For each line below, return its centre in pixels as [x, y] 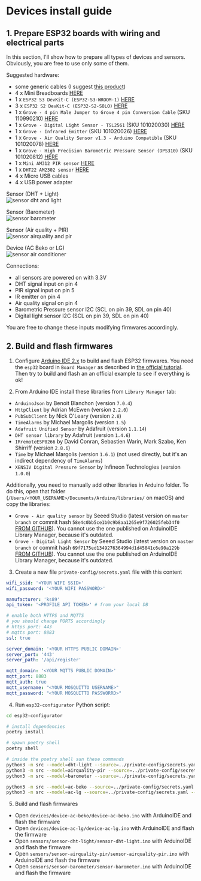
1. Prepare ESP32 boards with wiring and [83, 33]
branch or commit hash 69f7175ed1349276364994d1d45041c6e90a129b [97, 547]
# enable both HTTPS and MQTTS [45, 616]
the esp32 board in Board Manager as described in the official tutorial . [99, 367]
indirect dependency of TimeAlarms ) [59, 460]
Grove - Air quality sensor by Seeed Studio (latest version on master [101, 516]
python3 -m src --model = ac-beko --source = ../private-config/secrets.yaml [100, 787]
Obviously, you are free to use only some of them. [68, 63]
